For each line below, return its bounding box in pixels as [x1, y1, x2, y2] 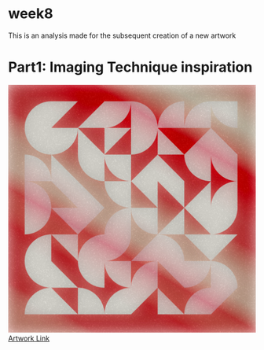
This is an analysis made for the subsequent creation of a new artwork [8, 31, 236, 40]
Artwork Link [8, 333, 49, 343]
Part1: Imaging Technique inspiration [8, 58, 253, 76]
